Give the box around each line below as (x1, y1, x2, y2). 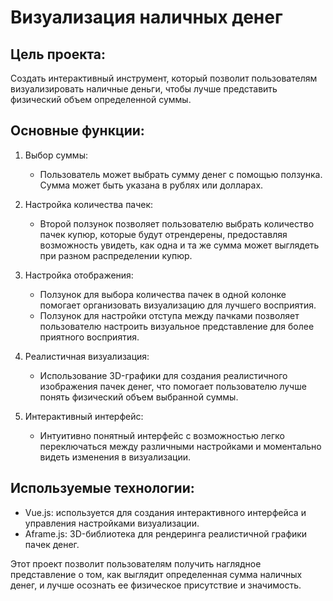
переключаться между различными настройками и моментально (39, 440, 322, 452)
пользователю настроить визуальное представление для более (39, 320, 315, 332)
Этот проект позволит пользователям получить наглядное (10, 557, 262, 570)
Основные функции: (10, 122, 145, 140)
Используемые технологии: (10, 480, 195, 497)
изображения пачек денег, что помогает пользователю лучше (39, 380, 307, 392)
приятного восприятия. (39, 331, 140, 343)
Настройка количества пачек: (24, 198, 154, 210)
